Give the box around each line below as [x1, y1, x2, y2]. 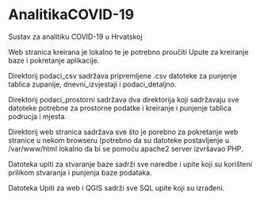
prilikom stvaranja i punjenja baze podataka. [8, 167, 152, 177]
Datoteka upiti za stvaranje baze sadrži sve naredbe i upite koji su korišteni [8, 159, 252, 168]
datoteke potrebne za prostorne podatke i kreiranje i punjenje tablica [8, 103, 232, 113]
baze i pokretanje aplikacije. [8, 56, 100, 65]
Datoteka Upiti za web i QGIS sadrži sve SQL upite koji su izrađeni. [8, 183, 225, 192]
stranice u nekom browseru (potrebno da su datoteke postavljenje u [8, 135, 230, 144]
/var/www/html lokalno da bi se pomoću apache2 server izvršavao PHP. [8, 144, 243, 153]
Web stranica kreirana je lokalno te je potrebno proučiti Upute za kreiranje [8, 47, 249, 56]
